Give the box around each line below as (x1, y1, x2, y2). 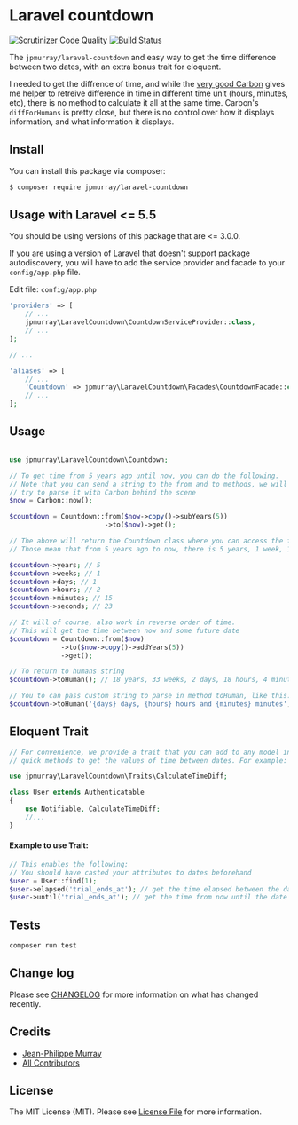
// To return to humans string (9, 667, 125, 676)
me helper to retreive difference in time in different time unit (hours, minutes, (9, 88, 288, 99)
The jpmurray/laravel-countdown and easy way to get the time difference (9, 51, 277, 62)
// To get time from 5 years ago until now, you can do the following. (9, 471, 279, 480)
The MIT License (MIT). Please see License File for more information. (9, 1106, 262, 1117)
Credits (9, 1025, 51, 1040)
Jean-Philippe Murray (21, 1048, 102, 1058)
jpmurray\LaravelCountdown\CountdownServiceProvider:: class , (25, 318, 255, 327)
